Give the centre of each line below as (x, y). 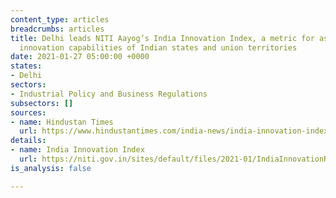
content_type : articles (60, 19)
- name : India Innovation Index (77, 150)
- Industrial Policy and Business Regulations (109, 94)
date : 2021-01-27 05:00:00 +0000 (80, 57)
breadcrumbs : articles (57, 29)
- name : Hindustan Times (62, 122)
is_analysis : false (51, 168)
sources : (28, 112)
